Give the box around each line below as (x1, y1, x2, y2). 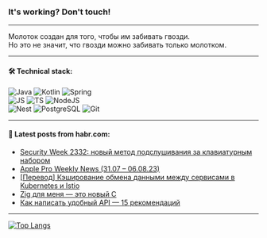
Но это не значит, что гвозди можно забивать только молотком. (8, 40, 227, 50)
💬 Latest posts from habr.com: (8, 129, 110, 139)
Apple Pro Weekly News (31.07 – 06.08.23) (19, 163, 161, 173)
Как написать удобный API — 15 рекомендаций (19, 198, 180, 207)
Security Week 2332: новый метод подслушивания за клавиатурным (19, 147, 253, 156)
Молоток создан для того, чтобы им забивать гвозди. (8, 32, 191, 41)
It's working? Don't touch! (8, 6, 111, 17)
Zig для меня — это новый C (19, 189, 117, 198)
